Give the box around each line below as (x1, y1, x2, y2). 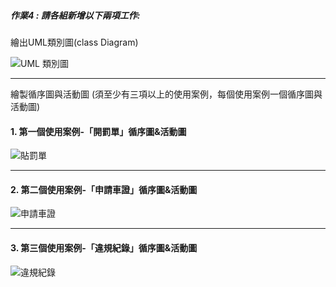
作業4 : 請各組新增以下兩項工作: (10, 9, 141, 21)
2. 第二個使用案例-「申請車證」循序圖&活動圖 (10, 183, 198, 195)
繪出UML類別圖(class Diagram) (10, 36, 139, 48)
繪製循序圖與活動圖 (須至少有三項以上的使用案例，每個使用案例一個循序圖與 (10, 88, 323, 100)
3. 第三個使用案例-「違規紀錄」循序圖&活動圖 (10, 241, 198, 254)
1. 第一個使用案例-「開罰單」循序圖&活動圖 (10, 125, 187, 137)
